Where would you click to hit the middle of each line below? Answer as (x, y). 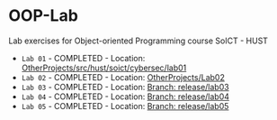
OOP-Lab (43, 16)
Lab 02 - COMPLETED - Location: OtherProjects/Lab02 (123, 77)
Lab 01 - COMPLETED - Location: (83, 58)
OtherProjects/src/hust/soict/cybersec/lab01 (104, 68)
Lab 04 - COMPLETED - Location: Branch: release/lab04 (125, 97)
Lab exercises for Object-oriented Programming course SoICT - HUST (138, 41)
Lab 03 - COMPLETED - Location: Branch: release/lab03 (125, 87)
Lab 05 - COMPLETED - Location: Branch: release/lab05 (125, 106)
